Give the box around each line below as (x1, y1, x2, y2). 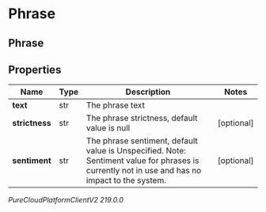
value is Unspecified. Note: (85, 146, 186, 157)
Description (125, 86, 171, 97)
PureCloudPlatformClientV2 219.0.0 (8, 195, 124, 205)
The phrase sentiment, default (85, 135, 198, 146)
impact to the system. (85, 175, 166, 186)
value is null (85, 123, 131, 134)
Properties (8, 62, 62, 76)
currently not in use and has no (85, 165, 202, 176)
